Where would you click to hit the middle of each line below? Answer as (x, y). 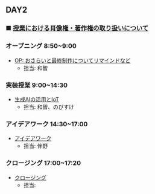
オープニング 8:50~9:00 (41, 46)
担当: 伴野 (36, 146)
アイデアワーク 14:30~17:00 (47, 124)
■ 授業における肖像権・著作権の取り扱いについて (77, 28)
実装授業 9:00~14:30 (36, 85)
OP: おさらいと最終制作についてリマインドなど (72, 60)
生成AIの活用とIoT (37, 99)
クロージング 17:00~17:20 (43, 163)
